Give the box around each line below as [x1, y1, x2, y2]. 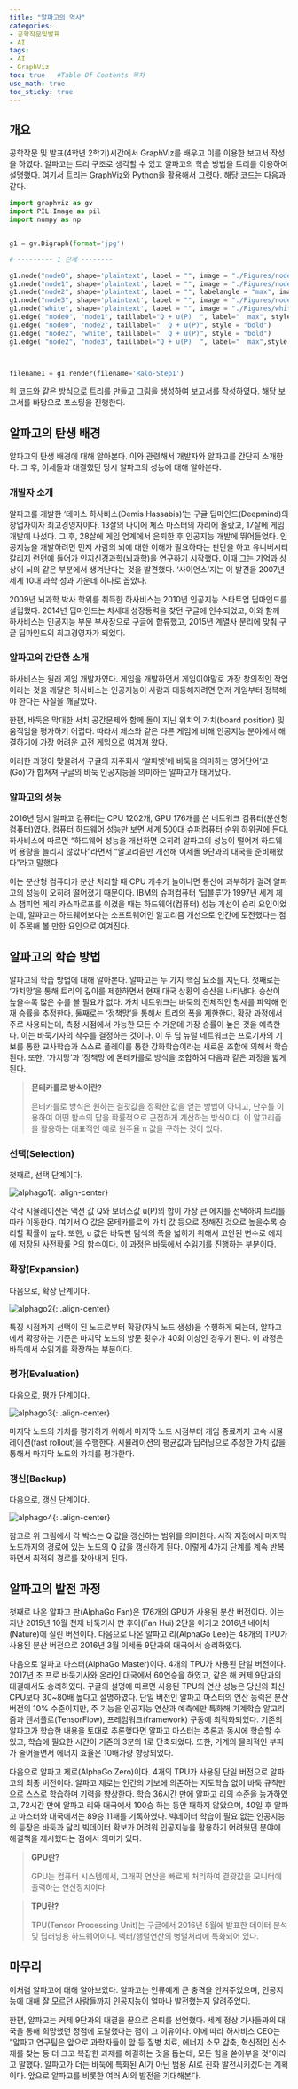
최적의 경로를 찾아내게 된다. [32, 1552, 128, 1564]
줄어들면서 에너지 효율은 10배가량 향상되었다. [18, 1747, 174, 1758]
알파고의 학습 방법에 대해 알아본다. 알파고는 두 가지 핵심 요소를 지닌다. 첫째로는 [9, 974, 281, 985]
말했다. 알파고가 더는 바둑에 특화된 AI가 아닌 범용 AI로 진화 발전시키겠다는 [18, 2059, 272, 2069]
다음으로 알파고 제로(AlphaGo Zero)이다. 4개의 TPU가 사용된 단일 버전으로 [9, 1766, 269, 1777]
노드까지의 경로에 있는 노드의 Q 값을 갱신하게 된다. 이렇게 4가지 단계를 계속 [9, 1542, 269, 1552]
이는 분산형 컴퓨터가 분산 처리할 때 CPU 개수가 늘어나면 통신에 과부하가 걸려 [9, 876, 272, 887]
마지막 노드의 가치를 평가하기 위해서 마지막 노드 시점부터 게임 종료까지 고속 [9, 1425, 268, 1436]
